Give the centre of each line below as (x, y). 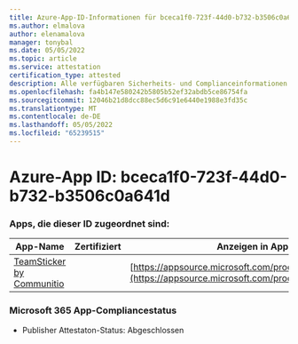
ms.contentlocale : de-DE (55, 116)
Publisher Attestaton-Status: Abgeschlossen (103, 330)
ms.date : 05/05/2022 (47, 51)
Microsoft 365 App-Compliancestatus (93, 310)
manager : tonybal (41, 42)
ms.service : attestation (55, 68)
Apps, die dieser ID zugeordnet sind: (90, 223)
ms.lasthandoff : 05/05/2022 (61, 125)
